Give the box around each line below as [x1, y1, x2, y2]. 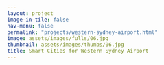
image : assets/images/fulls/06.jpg [7, 35, 109, 42]
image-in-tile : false [7, 16, 69, 23]
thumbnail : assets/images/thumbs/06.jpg [7, 41, 125, 48]
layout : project [7, 9, 54, 17]
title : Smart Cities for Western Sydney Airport [7, 48, 149, 55]
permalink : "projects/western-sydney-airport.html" [7, 28, 158, 36]
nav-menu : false [7, 22, 54, 29]
